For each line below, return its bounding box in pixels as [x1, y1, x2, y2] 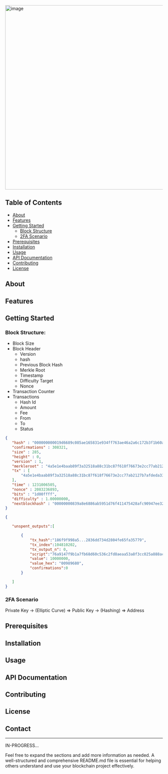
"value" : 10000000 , [29, 556, 70, 561]
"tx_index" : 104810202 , [29, 542, 77, 547]
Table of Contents [5, 199, 62, 207]
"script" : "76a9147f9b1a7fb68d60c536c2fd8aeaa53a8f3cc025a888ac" [29, 551, 166, 557]
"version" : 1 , [11, 459, 43, 464]
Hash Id [19, 399, 36, 405]
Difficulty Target [19, 378, 53, 384]
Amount [19, 405, 36, 411]
